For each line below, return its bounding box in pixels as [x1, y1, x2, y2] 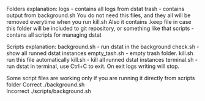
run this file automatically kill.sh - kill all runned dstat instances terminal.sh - [6, 56, 198, 63]
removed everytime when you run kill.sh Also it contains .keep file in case [6, 18, 192, 25]
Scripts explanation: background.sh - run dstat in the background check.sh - [6, 43, 199, 50]
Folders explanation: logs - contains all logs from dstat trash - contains [6, 6, 185, 12]
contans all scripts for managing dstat [6, 31, 102, 39]
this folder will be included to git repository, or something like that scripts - [6, 24, 194, 32]
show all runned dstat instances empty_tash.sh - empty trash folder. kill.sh [6, 50, 194, 57]
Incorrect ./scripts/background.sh [6, 88, 92, 94]
